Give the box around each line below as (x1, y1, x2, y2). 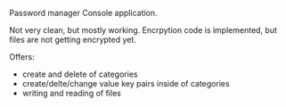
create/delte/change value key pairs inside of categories (21, 78, 230, 88)
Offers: (9, 52, 35, 62)
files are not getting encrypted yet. (9, 35, 136, 45)
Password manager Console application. (9, 8, 158, 18)
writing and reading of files (21, 88, 122, 98)
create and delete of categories (21, 69, 138, 79)
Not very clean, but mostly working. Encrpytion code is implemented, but (9, 25, 278, 35)
